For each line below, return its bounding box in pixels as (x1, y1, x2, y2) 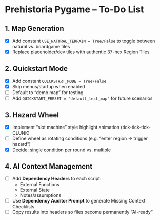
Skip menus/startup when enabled (12, 84, 85, 89)
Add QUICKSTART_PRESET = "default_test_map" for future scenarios (12, 95, 153, 101)
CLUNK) (12, 130, 30, 136)
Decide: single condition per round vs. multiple (12, 146, 111, 153)
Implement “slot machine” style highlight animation (12, 124, 120, 130)
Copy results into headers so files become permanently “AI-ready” (12, 209, 153, 215)
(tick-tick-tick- (121, 124, 151, 130)
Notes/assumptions (19, 192, 62, 198)
